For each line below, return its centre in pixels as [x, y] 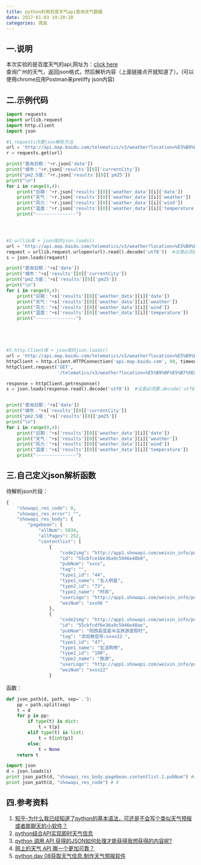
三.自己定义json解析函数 [51, 476]
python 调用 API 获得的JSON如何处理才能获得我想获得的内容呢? [93, 840]
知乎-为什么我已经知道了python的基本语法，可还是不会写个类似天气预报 [103, 818]
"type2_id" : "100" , [84, 653]
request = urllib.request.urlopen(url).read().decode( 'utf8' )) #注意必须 [100, 252]
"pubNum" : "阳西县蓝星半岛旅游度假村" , [104, 631]
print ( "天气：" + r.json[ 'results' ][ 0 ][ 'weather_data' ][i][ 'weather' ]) [104, 197]
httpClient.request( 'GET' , [40, 367]
